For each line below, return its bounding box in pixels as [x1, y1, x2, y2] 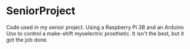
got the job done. [6, 36, 49, 43]
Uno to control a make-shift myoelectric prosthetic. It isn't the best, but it [6, 30, 184, 37]
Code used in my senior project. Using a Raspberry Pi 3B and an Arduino [6, 24, 184, 31]
